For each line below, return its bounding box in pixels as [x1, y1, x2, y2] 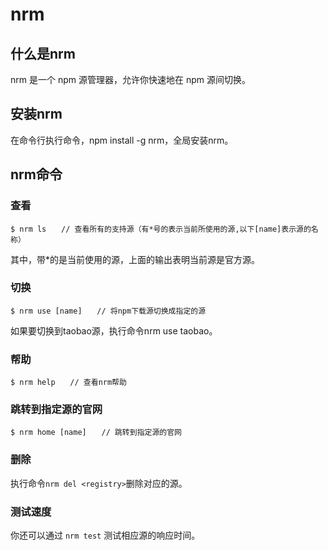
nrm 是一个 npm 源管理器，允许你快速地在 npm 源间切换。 [10, 74, 251, 85]
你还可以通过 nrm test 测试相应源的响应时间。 [10, 529, 201, 541]
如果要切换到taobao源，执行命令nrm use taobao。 [10, 324, 218, 337]
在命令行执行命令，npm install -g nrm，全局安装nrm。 [10, 134, 234, 146]
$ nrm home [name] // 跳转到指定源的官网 [10, 428, 182, 438]
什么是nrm [10, 45, 76, 62]
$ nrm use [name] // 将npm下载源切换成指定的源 [10, 306, 207, 316]
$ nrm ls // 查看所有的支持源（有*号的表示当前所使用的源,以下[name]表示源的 [10, 224, 312, 234]
